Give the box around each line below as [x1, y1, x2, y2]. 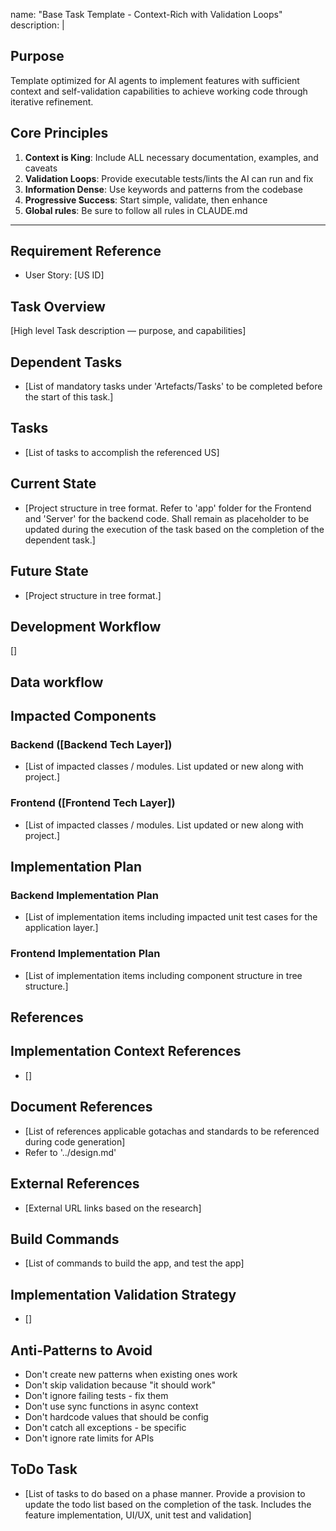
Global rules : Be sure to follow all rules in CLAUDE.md [24, 204, 248, 216]
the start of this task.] [24, 391, 114, 403]
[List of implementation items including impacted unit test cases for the [24, 911, 318, 923]
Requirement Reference [10, 243, 162, 260]
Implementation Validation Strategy [10, 1286, 237, 1303]
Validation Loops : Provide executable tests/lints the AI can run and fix [24, 172, 314, 184]
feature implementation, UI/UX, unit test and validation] [24, 1509, 252, 1521]
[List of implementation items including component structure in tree [24, 969, 303, 981]
